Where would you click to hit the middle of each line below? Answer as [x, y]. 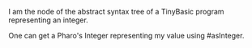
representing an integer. [49, 20]
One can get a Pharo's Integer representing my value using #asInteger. [126, 36]
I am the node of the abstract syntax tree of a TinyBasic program [116, 12]
